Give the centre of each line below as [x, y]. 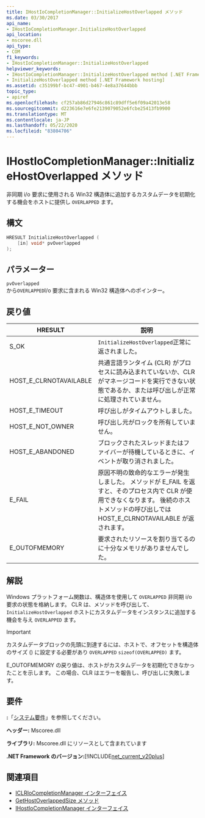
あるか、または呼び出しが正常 [153, 390]
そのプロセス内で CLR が [151, 491]
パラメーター [31, 269]
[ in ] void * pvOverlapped [49, 243]
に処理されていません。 [131, 399]
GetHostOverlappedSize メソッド [57, 801]
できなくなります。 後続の [141, 500]
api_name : [19, 23]
